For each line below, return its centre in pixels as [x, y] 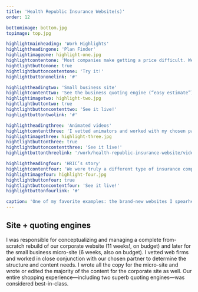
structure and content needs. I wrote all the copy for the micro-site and [92, 265]
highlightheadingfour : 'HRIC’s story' [54, 163]
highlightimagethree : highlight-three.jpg [59, 136]
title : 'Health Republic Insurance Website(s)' [66, 12]
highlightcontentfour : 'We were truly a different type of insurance [93, 169]
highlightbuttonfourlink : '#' [43, 191]
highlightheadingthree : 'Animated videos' [59, 125]
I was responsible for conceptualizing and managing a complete [84, 239]
